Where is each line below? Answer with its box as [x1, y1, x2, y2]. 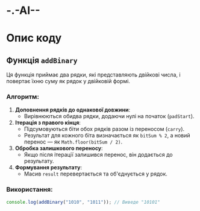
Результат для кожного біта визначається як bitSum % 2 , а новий [23, 132, 191, 139]
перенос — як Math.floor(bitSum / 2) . [23, 138, 123, 145]
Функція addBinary [6, 55, 78, 65]
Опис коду [6, 31, 62, 45]
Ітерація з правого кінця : [14, 119, 81, 127]
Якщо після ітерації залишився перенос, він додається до [23, 151, 173, 159]
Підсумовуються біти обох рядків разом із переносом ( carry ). [23, 125, 185, 133]
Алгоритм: [6, 93, 39, 101]
